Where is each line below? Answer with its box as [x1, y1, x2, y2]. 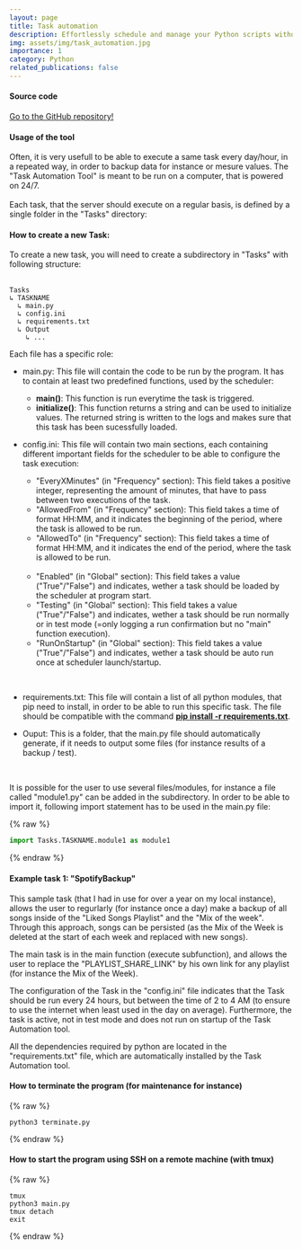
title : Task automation [9, 22, 99, 31]
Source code [9, 91, 58, 102]
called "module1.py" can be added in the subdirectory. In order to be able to [9, 792, 290, 802]
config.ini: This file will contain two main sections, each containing [22, 439, 269, 450]
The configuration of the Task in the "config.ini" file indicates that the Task [9, 985, 285, 996]
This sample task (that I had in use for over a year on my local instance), [9, 893, 276, 904]
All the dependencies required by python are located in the [9, 1041, 227, 1051]
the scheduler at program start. [35, 590, 152, 601]
